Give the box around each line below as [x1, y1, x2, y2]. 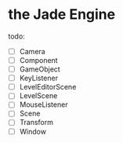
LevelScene [19, 91, 58, 101]
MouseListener [19, 100, 68, 109]
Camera [19, 46, 45, 56]
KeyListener [19, 73, 59, 83]
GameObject [19, 64, 60, 74]
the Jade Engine [8, 5, 116, 24]
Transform [19, 118, 53, 127]
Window [19, 126, 47, 136]
